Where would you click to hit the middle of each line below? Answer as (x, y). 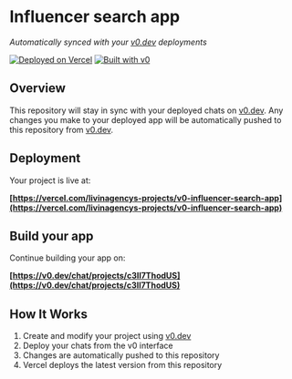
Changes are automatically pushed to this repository (121, 355)
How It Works (49, 314)
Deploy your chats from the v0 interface (98, 346)
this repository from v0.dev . (62, 129)
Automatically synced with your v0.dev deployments (108, 42)
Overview (38, 88)
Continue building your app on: (68, 258)
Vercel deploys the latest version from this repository (122, 365)
